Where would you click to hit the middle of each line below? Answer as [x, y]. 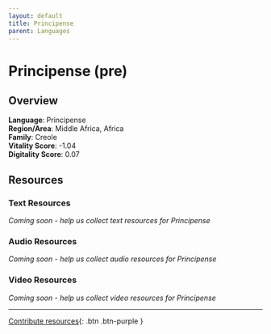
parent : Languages [39, 31]
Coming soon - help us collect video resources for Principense [112, 298]
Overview [33, 101]
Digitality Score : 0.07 [44, 154]
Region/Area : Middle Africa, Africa [66, 129]
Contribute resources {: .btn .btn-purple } [76, 321]
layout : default [35, 16]
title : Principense [41, 23]
